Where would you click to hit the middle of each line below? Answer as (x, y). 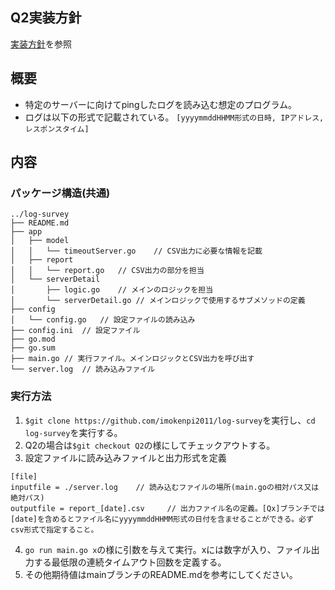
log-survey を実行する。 (73, 432)
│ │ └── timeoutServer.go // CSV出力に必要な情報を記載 (136, 251)
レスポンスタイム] (57, 129)
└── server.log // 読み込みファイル (83, 369)
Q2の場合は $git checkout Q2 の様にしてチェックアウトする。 (150, 445)
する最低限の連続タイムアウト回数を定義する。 (130, 562)
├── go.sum (33, 348)
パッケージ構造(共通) (60, 193)
